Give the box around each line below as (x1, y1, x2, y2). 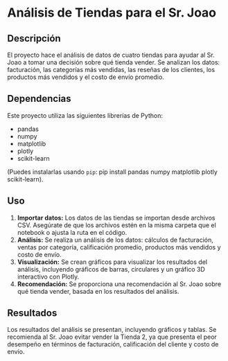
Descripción (7, 33, 61, 44)
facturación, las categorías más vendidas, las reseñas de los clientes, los (7, 66, 216, 73)
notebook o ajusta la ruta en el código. (17, 228, 128, 236)
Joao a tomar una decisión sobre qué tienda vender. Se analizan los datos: (7, 58, 220, 67)
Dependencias (7, 93, 71, 105)
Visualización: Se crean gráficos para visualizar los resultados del (17, 258, 208, 266)
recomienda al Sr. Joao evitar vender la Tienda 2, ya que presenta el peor (7, 333, 217, 341)
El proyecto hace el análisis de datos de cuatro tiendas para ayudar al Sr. (7, 51, 215, 59)
